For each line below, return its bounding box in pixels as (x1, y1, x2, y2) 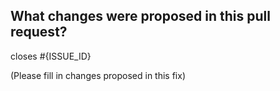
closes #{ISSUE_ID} (10, 50, 92, 62)
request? (10, 24, 68, 41)
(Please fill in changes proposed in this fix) (10, 69, 186, 81)
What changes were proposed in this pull (10, 8, 271, 25)
